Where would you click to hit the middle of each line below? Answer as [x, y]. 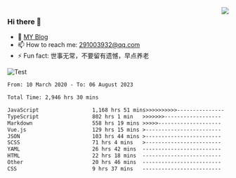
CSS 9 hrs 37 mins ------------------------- [114, 169]
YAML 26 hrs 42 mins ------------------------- [114, 149]
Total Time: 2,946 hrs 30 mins [53, 97]
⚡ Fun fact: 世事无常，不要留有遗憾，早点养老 [83, 56]
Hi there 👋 [25, 22]
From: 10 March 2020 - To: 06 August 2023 [70, 85]
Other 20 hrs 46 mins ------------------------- [114, 163]
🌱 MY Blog [33, 37]
